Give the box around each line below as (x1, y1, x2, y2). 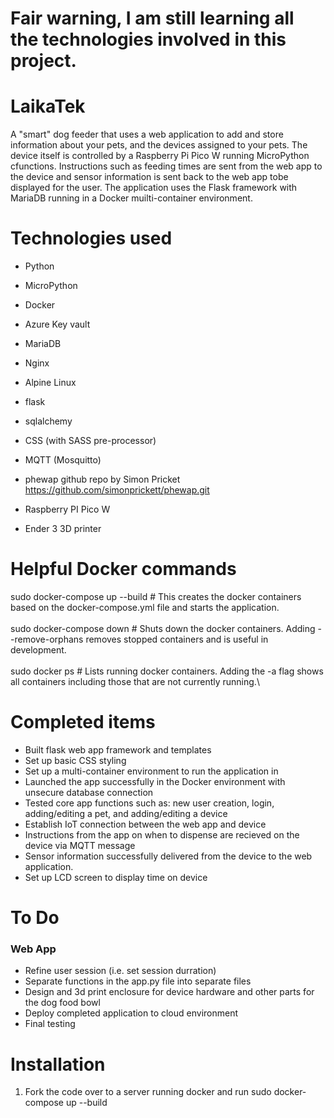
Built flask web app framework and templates (24, 743, 212, 756)
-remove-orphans (10, 633, 84, 645)
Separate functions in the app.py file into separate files (24, 975, 252, 987)
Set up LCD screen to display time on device (24, 871, 208, 883)
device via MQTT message (24, 839, 136, 851)
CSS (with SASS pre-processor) (24, 435, 157, 447)
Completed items (10, 711, 156, 734)
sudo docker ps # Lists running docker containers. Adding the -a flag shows (10, 665, 324, 677)
